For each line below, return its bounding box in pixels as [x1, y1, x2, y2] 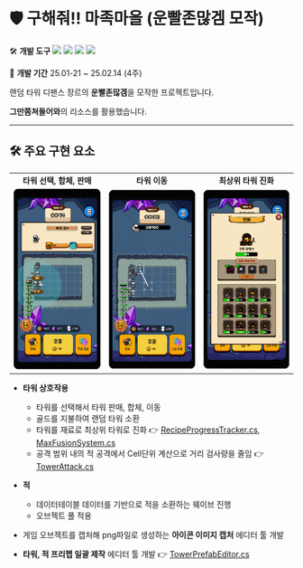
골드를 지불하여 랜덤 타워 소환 [35, 412, 140, 423]
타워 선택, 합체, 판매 [22, 175, 92, 185]
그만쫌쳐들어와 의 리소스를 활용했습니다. [9, 106, 147, 117]
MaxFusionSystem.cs [35, 437, 115, 448]
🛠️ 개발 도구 [9, 45, 51, 56]
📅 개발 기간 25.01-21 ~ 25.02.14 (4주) [9, 67, 142, 78]
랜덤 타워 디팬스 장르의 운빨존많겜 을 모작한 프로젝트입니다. [9, 87, 215, 98]
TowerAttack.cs [35, 460, 95, 471]
